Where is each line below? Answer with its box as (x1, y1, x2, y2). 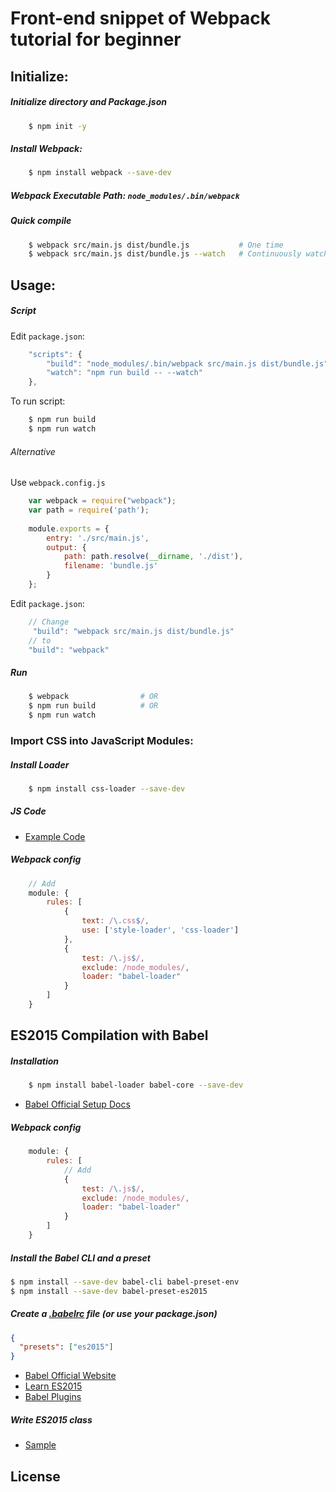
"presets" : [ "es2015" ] (19, 1342, 114, 1352)
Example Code (24, 830, 86, 842)
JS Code (10, 805, 47, 817)
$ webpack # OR (28, 692, 159, 702)
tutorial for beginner (10, 28, 182, 51)
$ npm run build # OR (28, 701, 159, 711)
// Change (28, 617, 70, 627)
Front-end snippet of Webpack (10, 7, 271, 30)
